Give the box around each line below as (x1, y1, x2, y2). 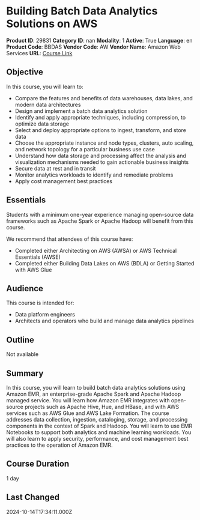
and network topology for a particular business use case (14, 145, 155, 153)
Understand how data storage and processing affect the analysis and (14, 152, 186, 159)
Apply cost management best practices (14, 177, 113, 184)
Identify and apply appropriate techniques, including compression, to (14, 113, 186, 121)
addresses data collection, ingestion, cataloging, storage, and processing (6, 416, 188, 423)
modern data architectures (14, 101, 81, 108)
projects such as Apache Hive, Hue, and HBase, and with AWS (25, 404, 180, 410)
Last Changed (6, 492, 60, 503)
